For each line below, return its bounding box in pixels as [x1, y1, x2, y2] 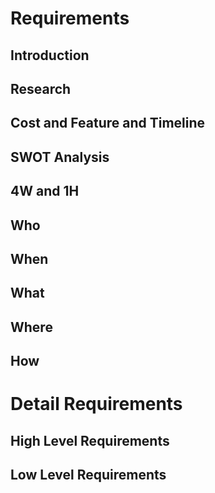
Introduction [10, 47, 90, 64]
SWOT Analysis [10, 148, 110, 166]
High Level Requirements [10, 432, 170, 449]
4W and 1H [10, 183, 80, 200]
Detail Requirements [10, 393, 183, 416]
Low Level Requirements [10, 467, 167, 484]
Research [10, 80, 72, 97]
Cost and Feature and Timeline [10, 115, 206, 132]
